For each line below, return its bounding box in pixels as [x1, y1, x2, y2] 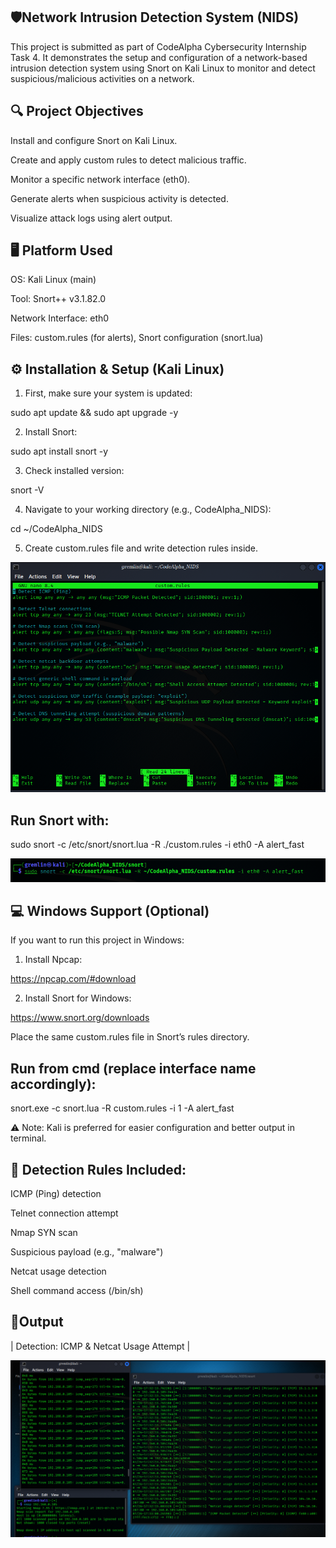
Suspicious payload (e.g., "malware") [10, 1246, 164, 1258]
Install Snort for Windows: [24, 992, 132, 1004]
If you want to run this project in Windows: [10, 934, 185, 946]
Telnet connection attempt [10, 1207, 119, 1219]
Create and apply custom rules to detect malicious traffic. [10, 154, 247, 166]
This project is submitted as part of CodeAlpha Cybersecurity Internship [10, 40, 307, 53]
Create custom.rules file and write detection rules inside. [24, 542, 259, 554]
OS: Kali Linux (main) [10, 274, 97, 286]
